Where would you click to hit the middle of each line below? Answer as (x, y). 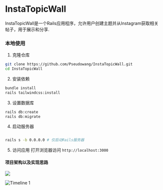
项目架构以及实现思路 (27, 162)
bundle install (21, 88)
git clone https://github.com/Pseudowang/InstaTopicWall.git (69, 64)
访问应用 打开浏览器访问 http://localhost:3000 (60, 150)
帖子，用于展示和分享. (27, 29)
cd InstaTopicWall (24, 69)
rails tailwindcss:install (33, 93)
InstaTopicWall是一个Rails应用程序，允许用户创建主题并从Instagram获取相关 (82, 23)
